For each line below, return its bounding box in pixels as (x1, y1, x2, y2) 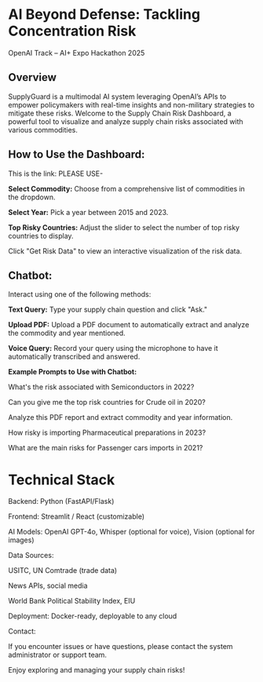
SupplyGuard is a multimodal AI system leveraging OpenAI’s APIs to (8, 92, 227, 101)
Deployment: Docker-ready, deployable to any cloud (8, 611, 177, 621)
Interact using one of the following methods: (8, 290, 152, 299)
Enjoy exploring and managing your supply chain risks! (8, 666, 185, 675)
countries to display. (8, 231, 74, 240)
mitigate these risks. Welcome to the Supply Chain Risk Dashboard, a (8, 108, 232, 118)
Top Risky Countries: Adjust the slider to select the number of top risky (8, 222, 240, 232)
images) (8, 535, 35, 545)
